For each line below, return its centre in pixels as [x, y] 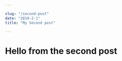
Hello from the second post [61, 51]
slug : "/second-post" [27, 14]
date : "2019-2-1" [23, 18]
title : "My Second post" [30, 23]
